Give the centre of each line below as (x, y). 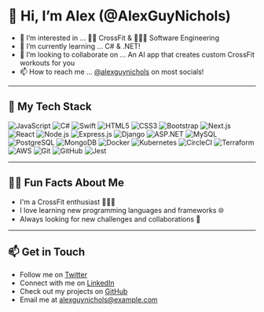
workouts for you (47, 63)
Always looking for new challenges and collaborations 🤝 (110, 218)
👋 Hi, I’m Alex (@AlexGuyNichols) (120, 16)
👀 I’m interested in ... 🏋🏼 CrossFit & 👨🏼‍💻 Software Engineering (119, 38)
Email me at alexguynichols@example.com (89, 300)
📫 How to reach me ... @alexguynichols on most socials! (112, 72)
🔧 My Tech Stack (50, 106)
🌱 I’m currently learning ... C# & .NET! (80, 46)
